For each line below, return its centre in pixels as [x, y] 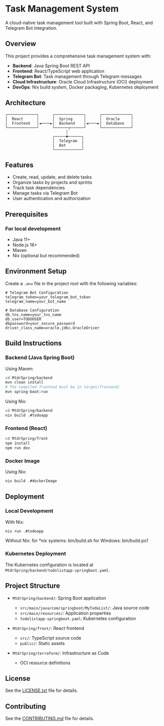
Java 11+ [21, 240]
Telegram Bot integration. [31, 28]
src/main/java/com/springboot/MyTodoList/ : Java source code [85, 608]
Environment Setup [36, 271]
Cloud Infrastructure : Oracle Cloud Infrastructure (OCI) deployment [83, 81]
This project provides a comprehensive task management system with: [78, 56]
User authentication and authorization [52, 199]
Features [19, 165]
